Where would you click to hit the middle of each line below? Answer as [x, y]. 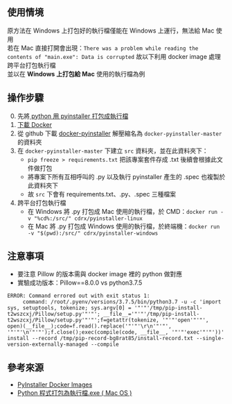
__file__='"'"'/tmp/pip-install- [151, 314]
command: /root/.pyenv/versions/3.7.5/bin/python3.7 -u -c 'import [122, 302]
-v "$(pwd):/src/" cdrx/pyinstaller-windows [93, 233]
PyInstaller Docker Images [55, 385]
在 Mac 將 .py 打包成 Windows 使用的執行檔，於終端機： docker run [124, 226]
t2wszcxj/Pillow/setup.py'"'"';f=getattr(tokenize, [83, 320]
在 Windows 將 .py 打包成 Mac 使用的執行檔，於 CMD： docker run [123, 211]
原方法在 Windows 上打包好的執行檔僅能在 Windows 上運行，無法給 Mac [111, 31]
